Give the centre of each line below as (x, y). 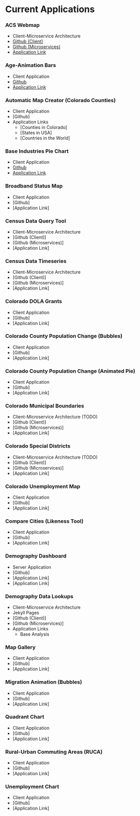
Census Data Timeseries (36, 261)
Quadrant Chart (25, 717)
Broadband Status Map (34, 186)
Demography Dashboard (36, 556)
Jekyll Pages (26, 612)
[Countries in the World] (45, 138)
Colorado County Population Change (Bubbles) (64, 336)
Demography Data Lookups (39, 596)
